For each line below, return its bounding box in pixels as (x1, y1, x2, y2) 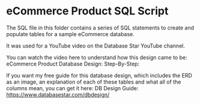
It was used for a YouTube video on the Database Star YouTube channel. (6, 42, 185, 49)
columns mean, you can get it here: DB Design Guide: (6, 84, 139, 91)
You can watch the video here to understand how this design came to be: (6, 54, 187, 61)
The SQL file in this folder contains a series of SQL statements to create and (6, 24, 194, 31)
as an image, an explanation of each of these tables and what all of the (6, 78, 181, 85)
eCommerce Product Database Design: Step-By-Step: (6, 60, 140, 67)
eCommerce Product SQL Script (6, 4, 169, 18)
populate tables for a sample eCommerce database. (6, 30, 135, 37)
